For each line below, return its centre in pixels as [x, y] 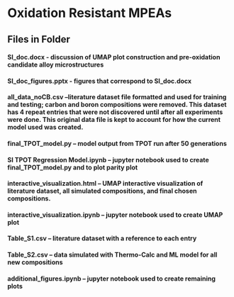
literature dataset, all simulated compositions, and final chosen [102, 191]
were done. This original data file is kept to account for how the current [114, 120]
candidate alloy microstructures [56, 65]
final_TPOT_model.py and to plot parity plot [73, 167]
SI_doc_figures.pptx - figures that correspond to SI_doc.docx [100, 81]
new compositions [35, 262]
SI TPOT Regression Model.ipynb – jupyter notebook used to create [108, 159]
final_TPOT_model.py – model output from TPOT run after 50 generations [117, 143]
